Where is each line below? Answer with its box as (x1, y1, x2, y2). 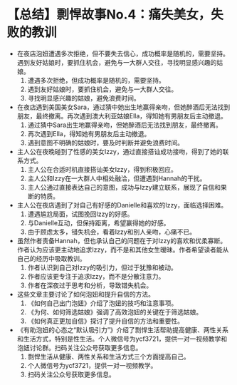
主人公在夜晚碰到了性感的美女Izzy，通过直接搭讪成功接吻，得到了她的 (16, 147, 223, 155)
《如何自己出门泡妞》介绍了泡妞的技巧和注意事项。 (27, 299, 178, 307)
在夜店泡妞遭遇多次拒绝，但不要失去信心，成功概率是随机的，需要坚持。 (16, 49, 229, 58)
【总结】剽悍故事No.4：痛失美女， (6, 6, 211, 23)
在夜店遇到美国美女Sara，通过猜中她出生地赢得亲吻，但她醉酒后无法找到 (16, 103, 231, 111)
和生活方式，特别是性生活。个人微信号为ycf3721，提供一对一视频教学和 (16, 334, 228, 343)
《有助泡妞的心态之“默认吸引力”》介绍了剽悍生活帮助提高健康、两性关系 (16, 325, 229, 334)
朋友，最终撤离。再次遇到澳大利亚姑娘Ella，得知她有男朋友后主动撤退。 (16, 111, 227, 120)
